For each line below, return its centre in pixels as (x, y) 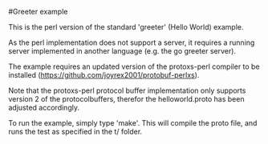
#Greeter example (38, 12)
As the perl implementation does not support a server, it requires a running (132, 42)
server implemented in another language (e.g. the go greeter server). (122, 51)
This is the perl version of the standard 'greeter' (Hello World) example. (126, 27)
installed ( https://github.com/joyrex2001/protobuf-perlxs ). (104, 75)
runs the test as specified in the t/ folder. (75, 132)
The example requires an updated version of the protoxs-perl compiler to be (134, 66)
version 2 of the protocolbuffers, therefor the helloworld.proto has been (126, 99)
